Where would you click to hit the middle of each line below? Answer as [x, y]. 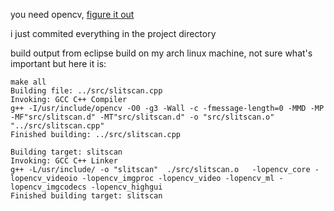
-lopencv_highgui [126, 187]
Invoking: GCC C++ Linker [64, 161]
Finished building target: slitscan [86, 196]
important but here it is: [58, 63]
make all [28, 82]
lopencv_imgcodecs [48, 187]
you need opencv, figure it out [72, 14]
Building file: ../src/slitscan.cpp [86, 91]
